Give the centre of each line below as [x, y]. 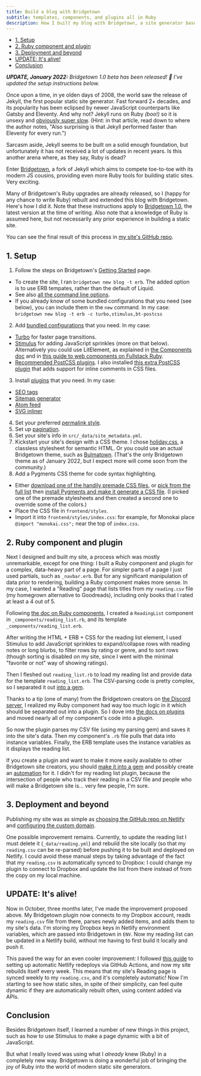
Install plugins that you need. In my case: [65, 381]
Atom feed [28, 405]
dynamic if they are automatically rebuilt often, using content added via [94, 990]
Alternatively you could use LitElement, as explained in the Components [103, 350]
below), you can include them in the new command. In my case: [92, 308]
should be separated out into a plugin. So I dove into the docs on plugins [95, 712]
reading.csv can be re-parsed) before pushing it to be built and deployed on [100, 849]
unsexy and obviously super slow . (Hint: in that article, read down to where [98, 120]
